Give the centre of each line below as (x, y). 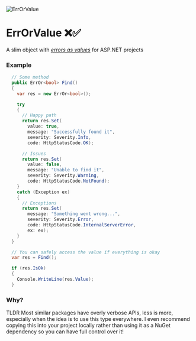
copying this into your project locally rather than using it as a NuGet (88, 326)
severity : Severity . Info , (60, 137)
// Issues (34, 154)
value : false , (45, 165)
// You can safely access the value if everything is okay (86, 252)
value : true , (44, 126)
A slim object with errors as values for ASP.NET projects (75, 50)
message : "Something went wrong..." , (74, 214)
